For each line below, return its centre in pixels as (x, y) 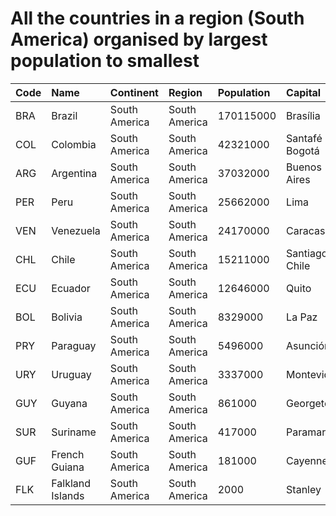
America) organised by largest (139, 39)
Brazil (64, 115)
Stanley (304, 489)
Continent (134, 92)
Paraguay (74, 345)
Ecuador (71, 288)
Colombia (74, 144)
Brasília (303, 115)
